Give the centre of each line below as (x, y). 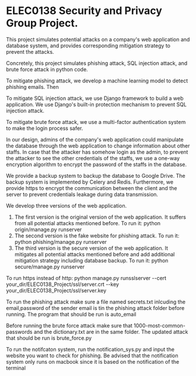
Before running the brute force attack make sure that (69, 325)
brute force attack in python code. (47, 69)
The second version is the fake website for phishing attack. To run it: (97, 236)
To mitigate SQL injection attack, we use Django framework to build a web (95, 98)
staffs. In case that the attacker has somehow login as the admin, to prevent (97, 152)
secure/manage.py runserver (49, 267)
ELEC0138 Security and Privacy (84, 11)
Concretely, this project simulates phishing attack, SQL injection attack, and (97, 63)
